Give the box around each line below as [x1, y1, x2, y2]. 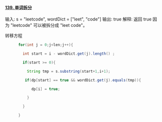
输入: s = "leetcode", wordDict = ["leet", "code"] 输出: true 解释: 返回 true [5, 16, 152, 22]
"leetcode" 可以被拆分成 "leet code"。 [10, 22, 88, 28]
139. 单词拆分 [5, 4, 32, 10]
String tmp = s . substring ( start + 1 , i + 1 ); [26, 69, 111, 74]
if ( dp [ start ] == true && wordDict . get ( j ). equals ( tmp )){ [24, 78, 141, 82]
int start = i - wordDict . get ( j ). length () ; [23, 51, 115, 56]
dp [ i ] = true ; [31, 86, 60, 91]
